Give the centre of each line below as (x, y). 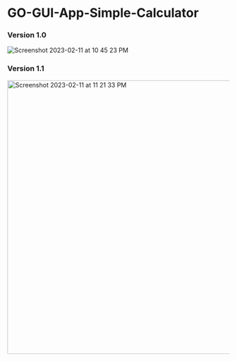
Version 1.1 (26, 68)
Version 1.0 (27, 35)
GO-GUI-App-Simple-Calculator (103, 13)
